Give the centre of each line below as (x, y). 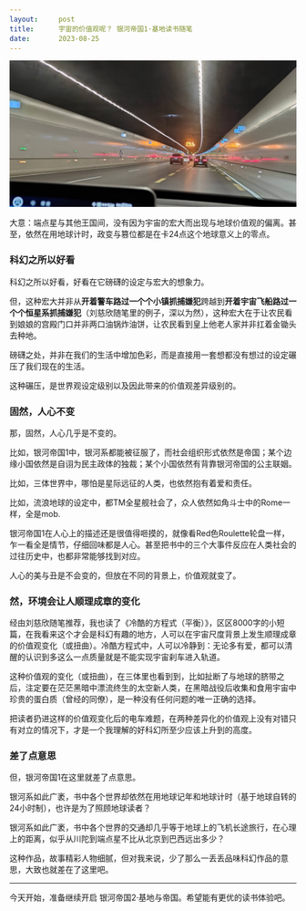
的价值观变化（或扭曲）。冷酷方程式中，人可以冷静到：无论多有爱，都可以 (147, 646)
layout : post (42, 19)
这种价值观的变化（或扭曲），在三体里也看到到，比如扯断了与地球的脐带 (143, 677)
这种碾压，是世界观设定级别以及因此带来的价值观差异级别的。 (125, 385)
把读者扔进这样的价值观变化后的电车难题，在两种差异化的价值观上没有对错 (149, 719)
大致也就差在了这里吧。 (69, 870)
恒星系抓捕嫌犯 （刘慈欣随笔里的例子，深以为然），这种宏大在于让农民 (155, 312)
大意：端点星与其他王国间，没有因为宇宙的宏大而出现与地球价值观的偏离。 (149, 223)
